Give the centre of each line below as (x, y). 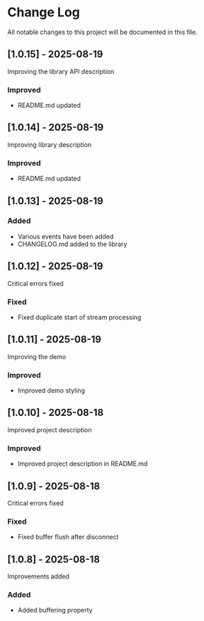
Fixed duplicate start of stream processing (79, 317)
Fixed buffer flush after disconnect (68, 537)
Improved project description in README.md (83, 464)
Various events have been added (66, 236)
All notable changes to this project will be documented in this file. (103, 32)
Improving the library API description (61, 71)
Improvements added (38, 576)
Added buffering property (55, 610)
